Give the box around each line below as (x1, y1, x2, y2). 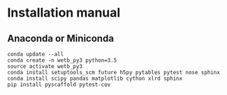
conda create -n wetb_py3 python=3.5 (7, 57, 117, 64)
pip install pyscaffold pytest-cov (7, 81, 111, 88)
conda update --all (7, 51, 64, 58)
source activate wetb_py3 (7, 63, 82, 70)
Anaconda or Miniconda (7, 33, 114, 44)
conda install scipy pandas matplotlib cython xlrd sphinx (7, 75, 183, 82)
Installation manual (7, 5, 121, 21)
